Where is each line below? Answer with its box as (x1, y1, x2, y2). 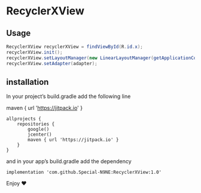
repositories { (17, 121, 55, 127)
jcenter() (28, 131, 52, 138)
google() (28, 127, 50, 133)
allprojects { (6, 116, 42, 122)
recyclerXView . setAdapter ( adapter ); (6, 60, 98, 66)
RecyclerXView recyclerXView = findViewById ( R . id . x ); (6, 44, 144, 50)
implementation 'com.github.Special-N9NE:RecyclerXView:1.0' (6, 169, 162, 176)
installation (6, 76, 49, 87)
